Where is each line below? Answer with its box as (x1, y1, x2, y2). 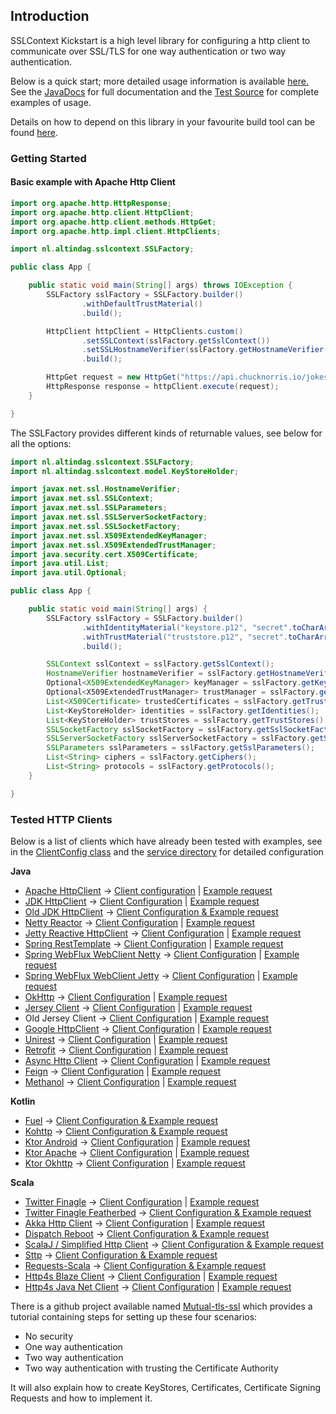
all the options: (10, 437, 72, 449)
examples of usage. (10, 96, 92, 108)
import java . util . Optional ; (10, 568, 128, 578)
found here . (10, 126, 58, 138)
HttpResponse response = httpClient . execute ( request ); (46, 382, 280, 392)
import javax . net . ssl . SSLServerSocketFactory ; (10, 512, 208, 523)
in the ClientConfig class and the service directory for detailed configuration (10, 845, 324, 858)
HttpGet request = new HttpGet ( (46, 372, 182, 383)
